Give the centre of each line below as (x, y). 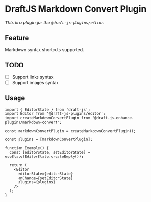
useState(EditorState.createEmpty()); (44, 157)
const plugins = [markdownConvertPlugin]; (49, 139)
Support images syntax (35, 82)
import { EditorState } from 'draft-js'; (48, 109)
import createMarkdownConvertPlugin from (48, 118)
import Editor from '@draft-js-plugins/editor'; (55, 113)
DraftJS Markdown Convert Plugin (76, 9)
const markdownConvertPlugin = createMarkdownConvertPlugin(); (71, 131)
